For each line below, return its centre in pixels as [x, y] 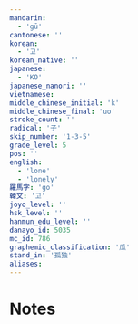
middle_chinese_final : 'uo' [63, 111]
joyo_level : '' [38, 205]
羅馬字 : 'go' [32, 188]
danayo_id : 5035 [40, 230]
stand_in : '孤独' [41, 256]
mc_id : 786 [30, 238]
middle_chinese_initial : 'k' [64, 103]
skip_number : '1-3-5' [50, 137]
